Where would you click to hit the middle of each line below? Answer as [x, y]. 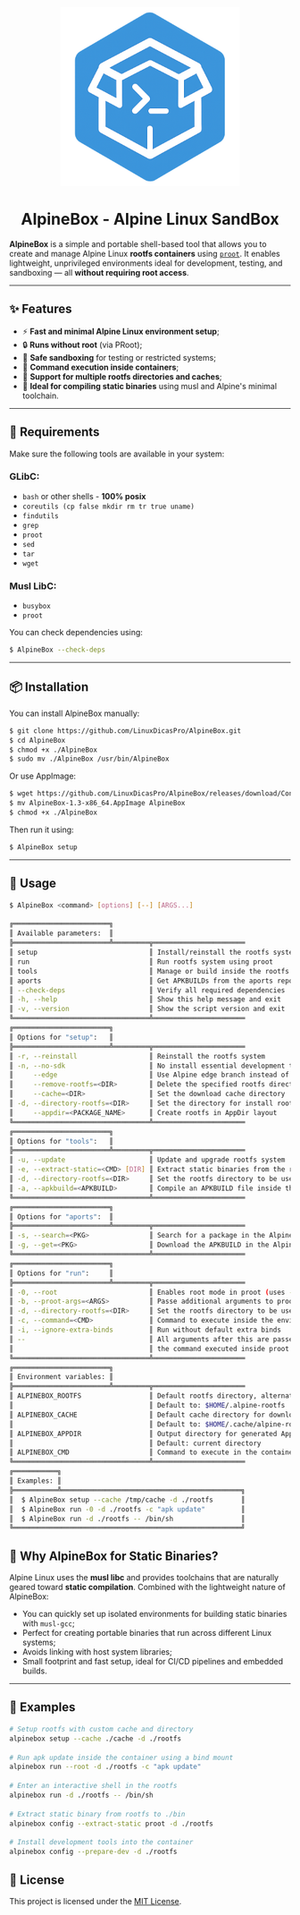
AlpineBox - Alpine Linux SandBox [150, 220]
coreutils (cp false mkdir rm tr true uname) [108, 506]
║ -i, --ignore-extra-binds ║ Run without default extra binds [145, 1330]
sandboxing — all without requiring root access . [99, 272]
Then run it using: [42, 830]
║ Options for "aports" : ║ [62, 1217]
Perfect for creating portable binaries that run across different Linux [147, 1633]
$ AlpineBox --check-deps [57, 650]
